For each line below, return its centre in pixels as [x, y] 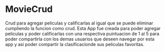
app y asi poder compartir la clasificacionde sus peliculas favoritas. [75, 44]
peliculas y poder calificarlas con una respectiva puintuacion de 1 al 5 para [82, 33]
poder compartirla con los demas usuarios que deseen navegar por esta [80, 39]
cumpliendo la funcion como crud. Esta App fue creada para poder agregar [83, 28]
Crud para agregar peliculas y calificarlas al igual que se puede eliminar [79, 23]
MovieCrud [29, 9]
